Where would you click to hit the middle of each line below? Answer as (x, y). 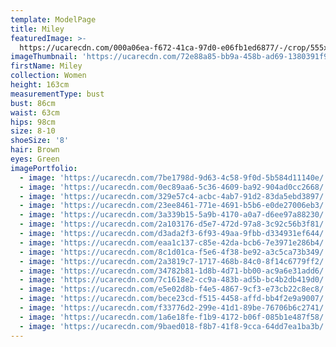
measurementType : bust (57, 94)
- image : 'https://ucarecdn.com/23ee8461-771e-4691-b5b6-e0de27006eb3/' (174, 206)
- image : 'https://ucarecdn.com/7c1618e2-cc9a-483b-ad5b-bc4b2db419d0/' (174, 280)
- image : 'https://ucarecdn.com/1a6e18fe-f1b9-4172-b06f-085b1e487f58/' (174, 317)
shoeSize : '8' (40, 141)
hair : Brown (35, 150)
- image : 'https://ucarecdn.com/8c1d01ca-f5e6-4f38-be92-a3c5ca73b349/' (174, 252)
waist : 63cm (35, 112)
